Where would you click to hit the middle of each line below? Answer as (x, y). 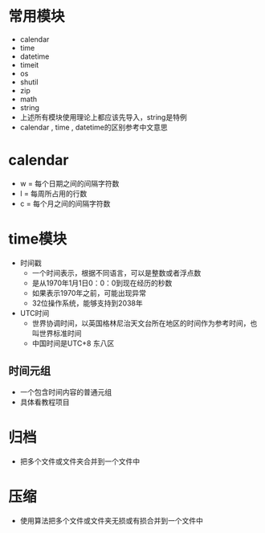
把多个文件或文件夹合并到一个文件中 (80, 461)
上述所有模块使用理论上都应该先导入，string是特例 (103, 117)
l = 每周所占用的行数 (53, 193)
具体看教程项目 (45, 402)
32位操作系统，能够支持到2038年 (87, 303)
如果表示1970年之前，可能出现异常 (89, 293)
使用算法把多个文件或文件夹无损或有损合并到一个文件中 (111, 520)
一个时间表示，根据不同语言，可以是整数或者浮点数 (116, 273)
